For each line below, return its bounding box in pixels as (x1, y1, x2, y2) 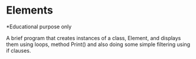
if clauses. (6, 47, 31, 54)
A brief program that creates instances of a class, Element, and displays (6, 34, 181, 41)
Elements (6, 4, 53, 17)
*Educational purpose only (6, 23, 72, 30)
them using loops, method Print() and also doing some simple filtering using (6, 41, 191, 48)
